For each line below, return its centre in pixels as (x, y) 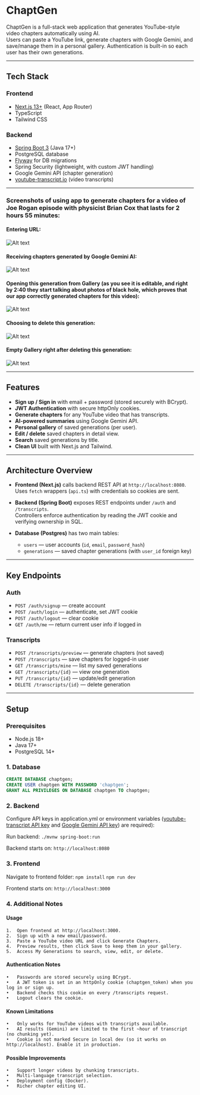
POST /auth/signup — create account (60, 605)
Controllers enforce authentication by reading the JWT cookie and (96, 515)
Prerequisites (26, 726)
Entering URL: (24, 230)
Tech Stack (27, 77)
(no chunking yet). (30, 1034)
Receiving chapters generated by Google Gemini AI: (71, 256)
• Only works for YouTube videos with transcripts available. (87, 1024)
